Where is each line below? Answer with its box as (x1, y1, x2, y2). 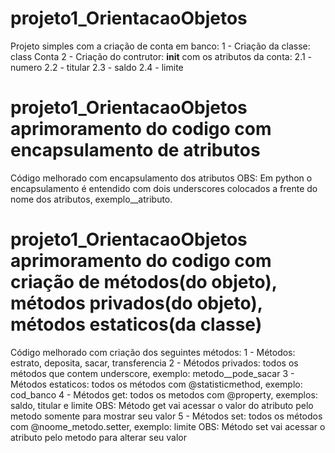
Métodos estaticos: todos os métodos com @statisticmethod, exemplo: (10, 378, 303, 390)
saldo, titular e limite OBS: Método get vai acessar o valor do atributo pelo (10, 399, 314, 411)
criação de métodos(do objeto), (10, 271, 278, 294)
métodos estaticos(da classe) (10, 313, 263, 336)
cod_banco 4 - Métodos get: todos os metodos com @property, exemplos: (10, 388, 318, 401)
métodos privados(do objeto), (10, 292, 263, 315)
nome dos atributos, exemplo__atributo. (10, 193, 173, 205)
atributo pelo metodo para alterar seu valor (10, 431, 188, 443)
